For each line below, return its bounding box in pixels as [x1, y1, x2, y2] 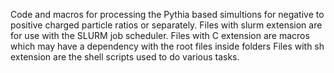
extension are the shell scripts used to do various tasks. [10, 51, 240, 63]
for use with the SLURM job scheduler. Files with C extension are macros [10, 30, 310, 41]
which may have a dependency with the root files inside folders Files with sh [10, 40, 325, 52]
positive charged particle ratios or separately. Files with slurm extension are [10, 19, 323, 31]
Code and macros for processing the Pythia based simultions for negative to [10, 9, 325, 20]
